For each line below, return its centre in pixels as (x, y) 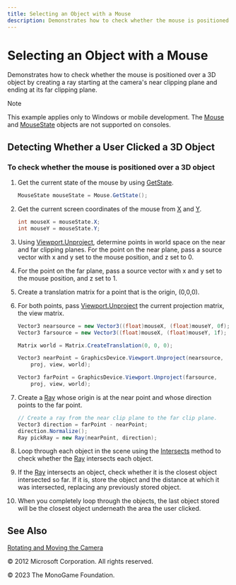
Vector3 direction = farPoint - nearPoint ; (83, 425)
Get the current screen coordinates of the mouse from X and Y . (110, 209)
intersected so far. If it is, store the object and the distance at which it (118, 480)
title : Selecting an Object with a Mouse (69, 14)
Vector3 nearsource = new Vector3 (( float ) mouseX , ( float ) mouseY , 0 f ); (124, 326)
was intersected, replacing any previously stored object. (99, 487)
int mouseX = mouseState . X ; (59, 222)
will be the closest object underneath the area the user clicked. (109, 509)
